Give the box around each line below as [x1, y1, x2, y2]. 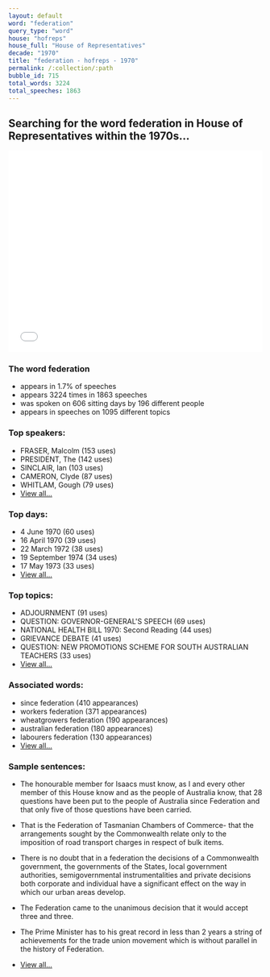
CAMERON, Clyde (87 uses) [19, 471, 113, 481]
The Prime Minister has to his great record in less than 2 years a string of [19, 927, 263, 937]
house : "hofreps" [8, 34, 67, 43]
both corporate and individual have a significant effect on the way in [19, 879, 247, 888]
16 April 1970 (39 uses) [19, 536, 97, 545]
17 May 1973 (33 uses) [19, 561, 95, 571]
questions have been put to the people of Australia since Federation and [19, 796, 260, 805]
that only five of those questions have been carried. [19, 805, 192, 814]
